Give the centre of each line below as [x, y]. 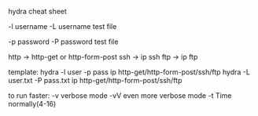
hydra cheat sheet [37, 11]
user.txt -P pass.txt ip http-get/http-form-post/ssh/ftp [95, 80]
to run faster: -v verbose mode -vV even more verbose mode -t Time [120, 96]
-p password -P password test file [63, 42]
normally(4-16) [32, 104]
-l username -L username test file [63, 26]
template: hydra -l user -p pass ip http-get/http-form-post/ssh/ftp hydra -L [129, 72]
